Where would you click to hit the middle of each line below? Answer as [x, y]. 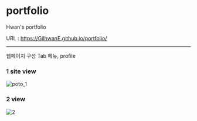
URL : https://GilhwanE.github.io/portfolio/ [57, 38]
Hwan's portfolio [26, 27]
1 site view [21, 71]
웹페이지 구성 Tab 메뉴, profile [41, 56]
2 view [16, 99]
